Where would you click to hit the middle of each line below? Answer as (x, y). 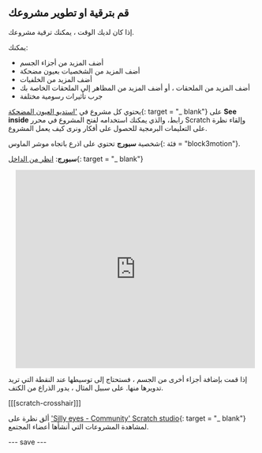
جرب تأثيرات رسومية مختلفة (61, 96)
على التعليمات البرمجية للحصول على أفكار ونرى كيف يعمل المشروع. (108, 128)
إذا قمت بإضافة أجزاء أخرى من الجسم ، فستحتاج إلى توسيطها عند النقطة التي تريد (128, 379)
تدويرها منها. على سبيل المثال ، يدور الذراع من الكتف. (86, 387)
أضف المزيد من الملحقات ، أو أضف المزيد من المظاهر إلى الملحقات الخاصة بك (135, 88)
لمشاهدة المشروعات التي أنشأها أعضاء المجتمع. (79, 426)
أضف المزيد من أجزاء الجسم (62, 62)
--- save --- (28, 442)
